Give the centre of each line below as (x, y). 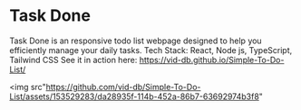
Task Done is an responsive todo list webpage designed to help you (136, 41)
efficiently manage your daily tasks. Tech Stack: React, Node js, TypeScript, (151, 50)
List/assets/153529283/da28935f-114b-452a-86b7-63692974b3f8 (135, 96)
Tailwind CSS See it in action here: (73, 60)
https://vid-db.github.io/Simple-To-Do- (212, 60)
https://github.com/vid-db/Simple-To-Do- (123, 87)
